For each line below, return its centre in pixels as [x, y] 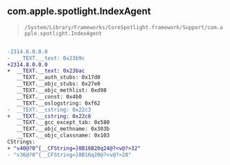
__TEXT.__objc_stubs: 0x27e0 [58, 84]
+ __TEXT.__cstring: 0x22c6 [49, 116]
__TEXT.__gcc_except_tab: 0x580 [63, 123]
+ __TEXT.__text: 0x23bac [46, 71]
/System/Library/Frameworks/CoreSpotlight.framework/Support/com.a [123, 27]
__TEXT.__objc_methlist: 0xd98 [62, 90]
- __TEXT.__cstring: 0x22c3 [49, 110]
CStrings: [21, 142]
